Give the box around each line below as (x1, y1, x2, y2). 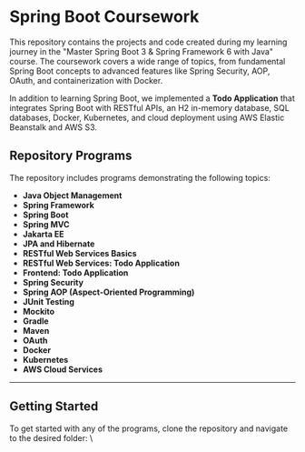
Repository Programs (9, 148, 133, 164)
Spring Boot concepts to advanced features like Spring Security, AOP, (9, 65, 271, 76)
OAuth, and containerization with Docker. (9, 75, 163, 85)
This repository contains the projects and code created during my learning (9, 36, 288, 47)
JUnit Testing (22, 296, 75, 306)
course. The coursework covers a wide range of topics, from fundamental (9, 55, 286, 66)
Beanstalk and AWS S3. (9, 121, 98, 133)
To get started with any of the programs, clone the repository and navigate (9, 423, 289, 434)
